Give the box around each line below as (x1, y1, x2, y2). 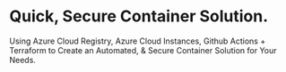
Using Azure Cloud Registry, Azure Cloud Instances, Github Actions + (9, 36, 266, 46)
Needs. (9, 54, 36, 65)
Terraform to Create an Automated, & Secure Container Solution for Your (9, 44, 277, 55)
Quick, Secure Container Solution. (9, 6, 269, 27)
